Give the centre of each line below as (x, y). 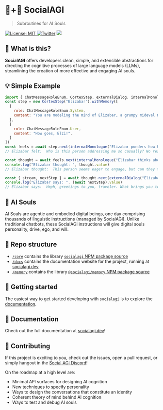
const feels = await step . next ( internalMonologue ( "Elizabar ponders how (80, 147)
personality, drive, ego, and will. (37, 229)
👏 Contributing (28, 346)
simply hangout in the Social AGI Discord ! (46, 363)
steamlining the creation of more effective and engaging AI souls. (70, 70)
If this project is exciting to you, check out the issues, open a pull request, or (81, 358)
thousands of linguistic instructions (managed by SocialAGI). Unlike (72, 219)
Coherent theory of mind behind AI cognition (57, 397)
